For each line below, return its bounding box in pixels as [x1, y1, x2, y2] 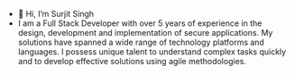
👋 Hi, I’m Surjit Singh [17, 9, 95, 19]
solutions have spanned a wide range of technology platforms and [17, 37, 264, 47]
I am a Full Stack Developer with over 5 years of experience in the [17, 18, 263, 29]
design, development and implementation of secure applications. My [17, 28, 273, 37]
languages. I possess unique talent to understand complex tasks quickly [17, 46, 287, 57]
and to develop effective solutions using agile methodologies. [17, 56, 246, 66]
